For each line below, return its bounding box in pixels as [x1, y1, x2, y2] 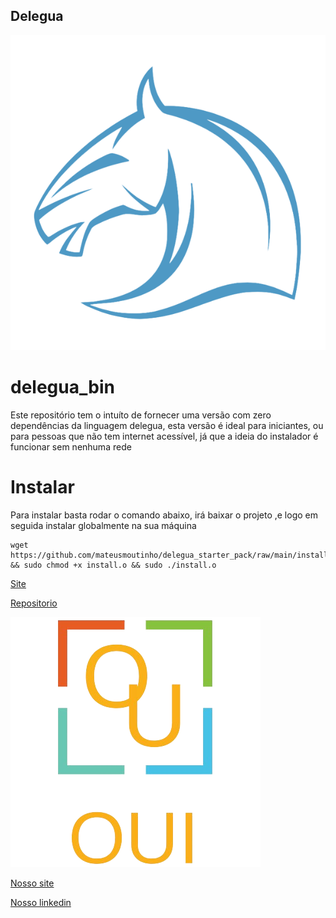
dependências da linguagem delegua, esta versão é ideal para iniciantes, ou [10, 419, 324, 431]
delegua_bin [10, 376, 115, 398]
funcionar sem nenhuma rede [10, 440, 132, 453]
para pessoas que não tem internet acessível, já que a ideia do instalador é [10, 430, 319, 442]
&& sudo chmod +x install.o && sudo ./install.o [10, 560, 217, 570]
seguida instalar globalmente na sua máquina [10, 519, 197, 531]
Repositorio [10, 597, 58, 609]
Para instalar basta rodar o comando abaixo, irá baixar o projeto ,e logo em [10, 509, 318, 521]
